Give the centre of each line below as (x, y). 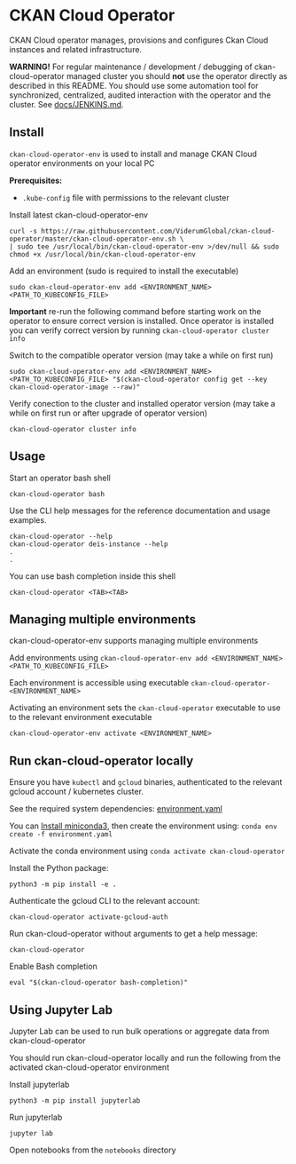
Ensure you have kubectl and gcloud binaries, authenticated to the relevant (146, 782)
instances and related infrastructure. (76, 49)
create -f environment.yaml (61, 835)
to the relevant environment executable (81, 717)
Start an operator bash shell (60, 478)
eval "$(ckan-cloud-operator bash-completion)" (99, 983)
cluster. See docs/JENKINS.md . (66, 104)
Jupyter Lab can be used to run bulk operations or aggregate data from (140, 1031)
